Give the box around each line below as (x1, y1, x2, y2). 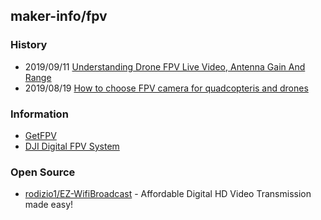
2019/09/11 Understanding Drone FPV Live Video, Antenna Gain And (24, 60, 306, 73)
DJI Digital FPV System (24, 140, 120, 152)
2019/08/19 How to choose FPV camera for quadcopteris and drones (24, 82, 309, 94)
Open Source (10, 165, 76, 179)
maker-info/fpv (10, 8, 108, 25)
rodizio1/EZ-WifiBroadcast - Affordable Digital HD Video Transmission (24, 188, 312, 200)
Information (10, 107, 69, 121)
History (10, 38, 48, 52)
